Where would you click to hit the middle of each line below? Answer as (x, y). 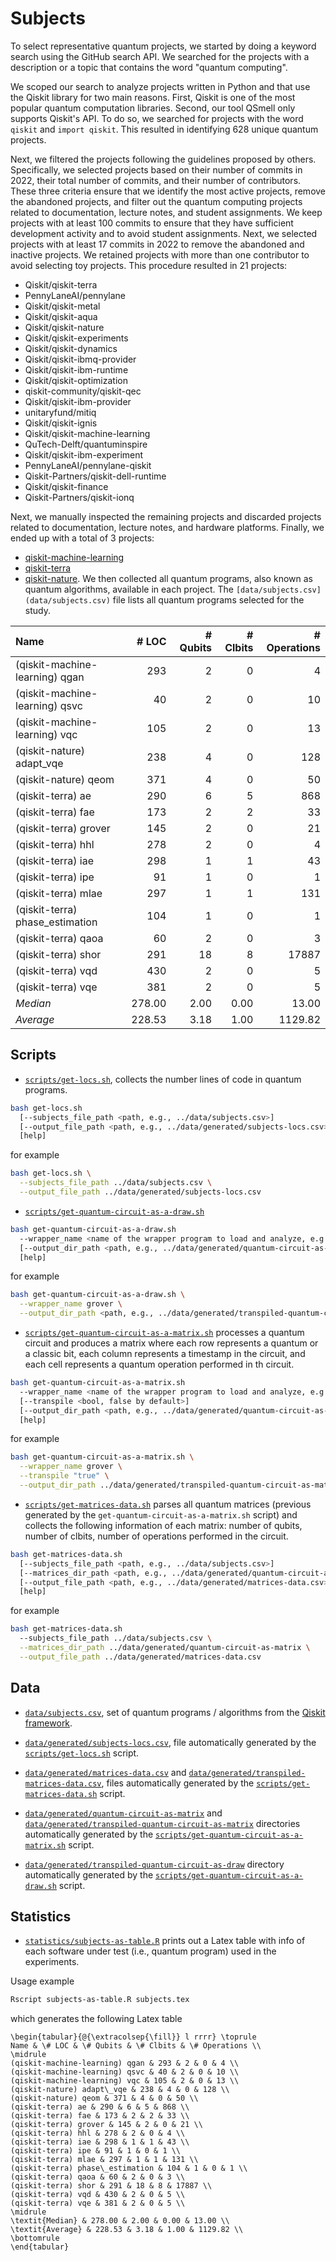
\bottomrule (35, 2238)
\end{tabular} (40, 2247)
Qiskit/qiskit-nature (64, 327)
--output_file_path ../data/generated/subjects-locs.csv (140, 1192)
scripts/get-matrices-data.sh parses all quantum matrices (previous (168, 1504)
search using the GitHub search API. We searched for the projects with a (160, 56)
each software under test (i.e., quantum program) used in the (150, 1951)
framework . (48, 1723)
